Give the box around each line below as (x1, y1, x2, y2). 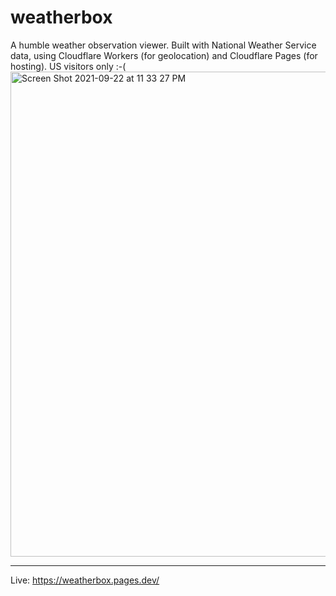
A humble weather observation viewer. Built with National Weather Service (10, 39, 317, 51)
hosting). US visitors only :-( (10, 60, 127, 72)
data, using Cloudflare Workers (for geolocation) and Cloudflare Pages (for (10, 49, 318, 61)
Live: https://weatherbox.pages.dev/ (10, 574, 160, 586)
